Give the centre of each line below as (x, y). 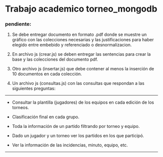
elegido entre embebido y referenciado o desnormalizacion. (72, 45)
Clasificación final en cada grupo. (46, 117)
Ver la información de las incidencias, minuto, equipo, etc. (70, 145)
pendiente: (18, 24)
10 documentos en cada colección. (47, 74)
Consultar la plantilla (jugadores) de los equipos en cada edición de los (83, 102)
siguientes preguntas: (34, 89)
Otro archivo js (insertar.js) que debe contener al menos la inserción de (83, 69)
